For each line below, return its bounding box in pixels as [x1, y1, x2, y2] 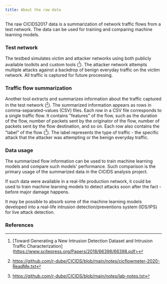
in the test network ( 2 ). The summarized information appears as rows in [5, 101, 152, 108]
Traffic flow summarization [5, 84, 72, 91]
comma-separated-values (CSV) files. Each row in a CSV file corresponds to [5, 107, 162, 113]
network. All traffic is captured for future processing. [5, 72, 113, 78]
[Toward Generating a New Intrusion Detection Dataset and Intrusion [12, 238, 153, 244]
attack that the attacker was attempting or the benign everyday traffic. [5, 135, 149, 141]
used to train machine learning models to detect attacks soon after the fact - [5, 184, 162, 190]
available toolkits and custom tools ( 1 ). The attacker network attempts [5, 60, 148, 67]
